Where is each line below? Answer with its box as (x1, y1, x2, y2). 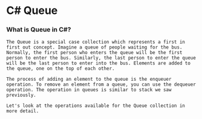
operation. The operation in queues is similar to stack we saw (6, 87, 172, 93)
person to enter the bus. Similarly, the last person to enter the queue (6, 55, 197, 61)
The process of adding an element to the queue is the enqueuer (6, 76, 172, 83)
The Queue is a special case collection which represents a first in (6, 39, 186, 46)
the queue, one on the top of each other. (6, 66, 115, 72)
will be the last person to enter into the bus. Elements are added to (6, 60, 191, 67)
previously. (6, 92, 36, 98)
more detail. (6, 108, 39, 114)
